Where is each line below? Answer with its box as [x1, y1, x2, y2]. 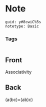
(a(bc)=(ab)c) [5, 97, 33, 103]
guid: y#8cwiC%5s [5, 19, 41, 24]
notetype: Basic [5, 23, 39, 29]
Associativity [5, 69, 32, 75]
